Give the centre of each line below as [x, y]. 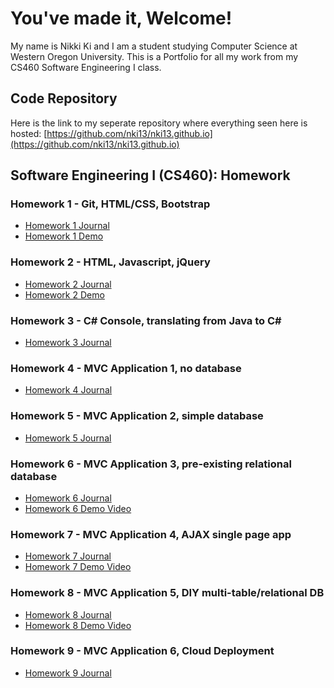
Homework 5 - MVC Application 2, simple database [137, 416]
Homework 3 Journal [68, 343]
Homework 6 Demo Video [78, 508]
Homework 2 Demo [64, 294]
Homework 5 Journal [68, 438]
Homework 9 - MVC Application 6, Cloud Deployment [142, 651]
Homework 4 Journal [68, 390]
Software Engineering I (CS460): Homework [150, 175]
